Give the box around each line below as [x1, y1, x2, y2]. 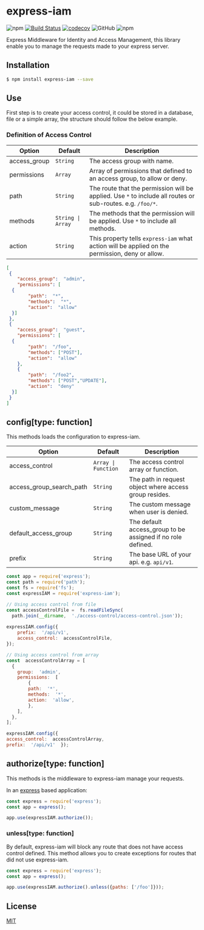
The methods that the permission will [89, 209, 195, 217]
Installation [6, 60, 50, 70]
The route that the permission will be [89, 184, 194, 192]
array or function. [129, 466, 179, 474]
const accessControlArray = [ [6, 657, 86, 664]
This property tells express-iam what [89, 234, 193, 242]
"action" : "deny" [28, 384, 75, 390]
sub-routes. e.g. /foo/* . [89, 199, 158, 208]
